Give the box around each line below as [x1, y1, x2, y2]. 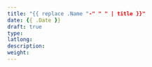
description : [7, 43, 46, 50]
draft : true [7, 23, 42, 30]
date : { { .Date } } [7, 17, 61, 24]
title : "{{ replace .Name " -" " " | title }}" [7, 10, 146, 17]
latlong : [7, 36, 33, 43]
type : [7, 29, 23, 37]
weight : [7, 50, 30, 57]
